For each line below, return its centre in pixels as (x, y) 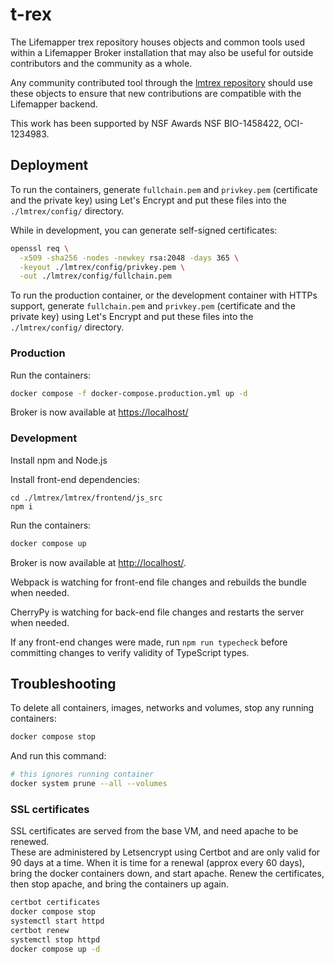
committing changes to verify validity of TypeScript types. (130, 652)
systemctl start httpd (57, 921)
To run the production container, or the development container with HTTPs (164, 295)
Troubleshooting (63, 683)
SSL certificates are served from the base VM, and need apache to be (154, 831)
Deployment (49, 165)
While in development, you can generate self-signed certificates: (144, 230)
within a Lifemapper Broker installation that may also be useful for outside (162, 52)
